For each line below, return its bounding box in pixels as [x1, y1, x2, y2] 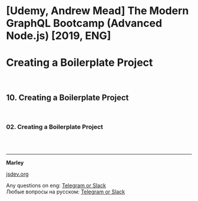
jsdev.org [6, 170, 29, 177]
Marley [6, 159, 24, 166]
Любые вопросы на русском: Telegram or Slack [6, 188, 126, 195]
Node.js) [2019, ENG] [6, 29, 111, 42]
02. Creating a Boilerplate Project [6, 122, 103, 130]
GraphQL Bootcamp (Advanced [6, 16, 163, 30]
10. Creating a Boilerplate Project [6, 92, 129, 102]
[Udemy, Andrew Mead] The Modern [6, 4, 189, 18]
